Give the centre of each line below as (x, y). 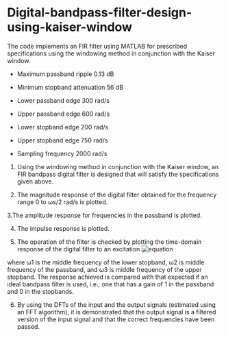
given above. (35, 181)
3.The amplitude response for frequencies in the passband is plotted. (104, 215)
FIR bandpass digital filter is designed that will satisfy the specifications (118, 174)
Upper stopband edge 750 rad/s (62, 140)
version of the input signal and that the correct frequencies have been (116, 319)
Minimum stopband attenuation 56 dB (70, 87)
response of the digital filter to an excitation (78, 249)
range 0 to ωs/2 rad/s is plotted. (62, 202)
